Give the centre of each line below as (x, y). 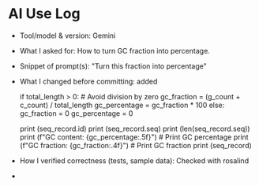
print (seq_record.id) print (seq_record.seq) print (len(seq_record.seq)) (135, 128)
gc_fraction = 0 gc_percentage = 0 (76, 113)
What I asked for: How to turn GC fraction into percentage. (115, 50)
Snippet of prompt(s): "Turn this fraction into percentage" (113, 66)
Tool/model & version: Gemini (68, 35)
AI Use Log (44, 14)
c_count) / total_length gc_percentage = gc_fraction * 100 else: (122, 105)
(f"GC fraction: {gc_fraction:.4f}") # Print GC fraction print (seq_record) (136, 145)
